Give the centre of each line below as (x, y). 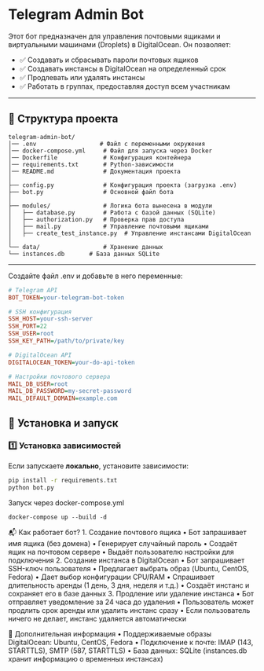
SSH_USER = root (31, 334)
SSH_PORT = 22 (27, 326)
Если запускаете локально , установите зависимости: (99, 466)
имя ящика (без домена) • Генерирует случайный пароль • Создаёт (123, 543)
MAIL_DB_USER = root (38, 384)
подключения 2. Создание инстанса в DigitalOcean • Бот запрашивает (126, 560)
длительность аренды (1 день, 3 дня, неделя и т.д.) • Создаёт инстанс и (129, 585)
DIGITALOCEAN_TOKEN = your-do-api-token (71, 362)
